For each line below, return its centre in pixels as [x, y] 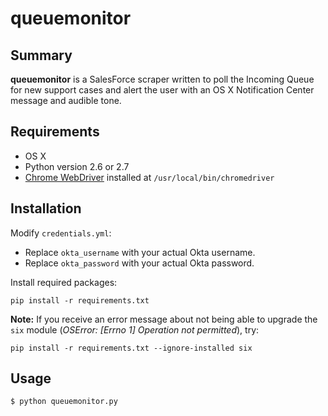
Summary [41, 55]
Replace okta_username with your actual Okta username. [140, 252]
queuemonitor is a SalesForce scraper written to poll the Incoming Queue [162, 79]
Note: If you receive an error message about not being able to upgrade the [164, 319]
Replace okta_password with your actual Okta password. [139, 263]
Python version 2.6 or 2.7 [77, 166]
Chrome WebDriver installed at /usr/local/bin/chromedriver [149, 177]
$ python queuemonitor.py [64, 402]
